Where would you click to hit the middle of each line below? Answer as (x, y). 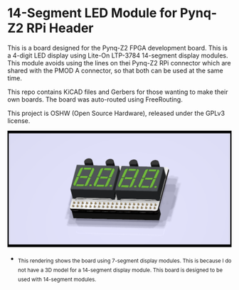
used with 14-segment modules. (57, 279)
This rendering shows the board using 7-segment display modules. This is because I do (124, 261)
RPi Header (60, 28)
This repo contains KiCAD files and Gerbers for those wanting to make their (118, 92)
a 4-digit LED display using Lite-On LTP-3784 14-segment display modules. (118, 55)
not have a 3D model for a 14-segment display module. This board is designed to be (120, 270)
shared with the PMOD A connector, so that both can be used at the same (116, 70)
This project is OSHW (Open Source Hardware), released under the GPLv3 (116, 113)
